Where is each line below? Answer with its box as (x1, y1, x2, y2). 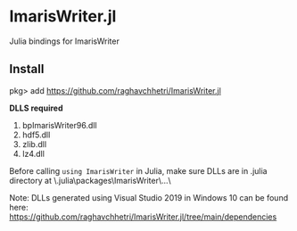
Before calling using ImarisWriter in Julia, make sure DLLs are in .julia (9, 165, 268, 176)
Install (9, 62, 45, 77)
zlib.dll (21, 138, 47, 149)
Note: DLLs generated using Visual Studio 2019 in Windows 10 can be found (9, 192, 288, 202)
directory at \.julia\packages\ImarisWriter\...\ (9, 175, 171, 186)
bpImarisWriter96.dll (21, 120, 97, 130)
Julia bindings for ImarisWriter (9, 36, 120, 46)
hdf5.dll (21, 129, 51, 140)
